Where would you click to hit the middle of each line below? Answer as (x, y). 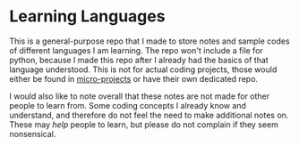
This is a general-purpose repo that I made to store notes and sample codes (149, 41)
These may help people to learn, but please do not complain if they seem (144, 124)
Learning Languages (87, 16)
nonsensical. (33, 134)
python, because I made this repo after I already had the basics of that (139, 60)
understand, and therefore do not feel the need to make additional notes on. (149, 115)
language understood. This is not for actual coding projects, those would (143, 69)
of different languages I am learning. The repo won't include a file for (137, 50)
